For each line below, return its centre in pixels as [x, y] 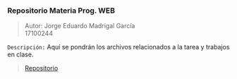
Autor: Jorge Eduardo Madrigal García [80, 26]
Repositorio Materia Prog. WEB [61, 11]
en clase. [20, 54]
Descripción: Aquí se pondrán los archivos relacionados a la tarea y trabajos [119, 47]
